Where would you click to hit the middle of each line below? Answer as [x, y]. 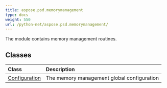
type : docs [17, 15]
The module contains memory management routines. [61, 39]
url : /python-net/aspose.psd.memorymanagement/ [57, 24]
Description [60, 70]
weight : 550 [18, 19]
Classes [18, 55]
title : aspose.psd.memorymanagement [44, 10]
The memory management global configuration [102, 78]
